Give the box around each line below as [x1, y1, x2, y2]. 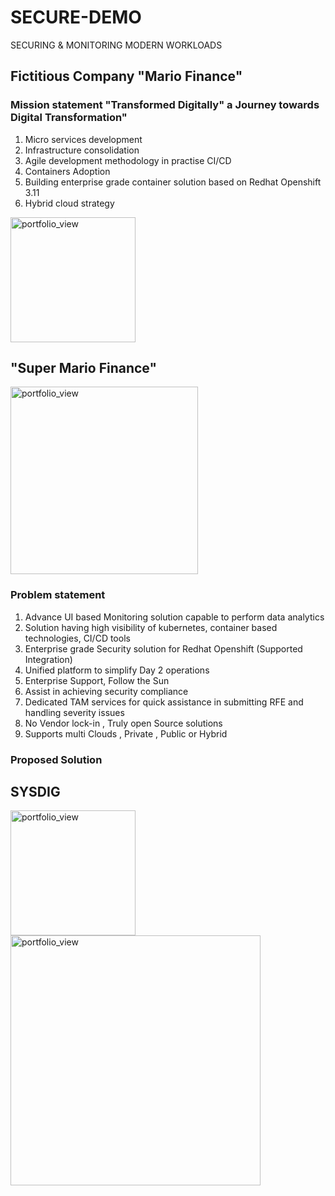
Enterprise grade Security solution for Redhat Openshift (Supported [24, 642, 303, 655]
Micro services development [24, 133, 143, 145]
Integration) [24, 653, 73, 665]
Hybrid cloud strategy [24, 197, 115, 209]
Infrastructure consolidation [24, 144, 140, 156]
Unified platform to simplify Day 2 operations [24, 664, 210, 676]
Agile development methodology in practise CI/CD [24, 154, 232, 166]
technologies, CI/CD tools [24, 632, 131, 644]
